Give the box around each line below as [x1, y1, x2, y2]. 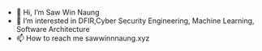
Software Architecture [15, 25, 91, 33]
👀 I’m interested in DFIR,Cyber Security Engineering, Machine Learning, [15, 16, 255, 25]
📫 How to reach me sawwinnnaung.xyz [15, 33, 150, 43]
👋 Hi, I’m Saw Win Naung [15, 8, 100, 17]
